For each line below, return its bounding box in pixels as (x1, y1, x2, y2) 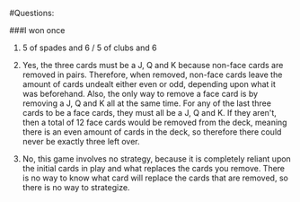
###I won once (9, 25, 66, 35)
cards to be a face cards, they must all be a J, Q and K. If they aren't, (22, 108, 277, 118)
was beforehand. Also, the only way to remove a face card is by (22, 89, 259, 99)
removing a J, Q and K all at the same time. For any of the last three (22, 98, 272, 109)
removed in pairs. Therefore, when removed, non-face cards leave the (22, 69, 283, 80)
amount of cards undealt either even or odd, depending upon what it (22, 79, 277, 89)
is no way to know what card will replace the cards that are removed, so (22, 172, 289, 183)
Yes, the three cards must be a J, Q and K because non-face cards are (22, 60, 284, 70)
